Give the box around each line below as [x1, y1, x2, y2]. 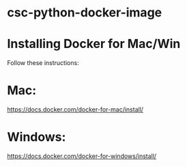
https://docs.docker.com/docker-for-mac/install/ [7, 105, 144, 114]
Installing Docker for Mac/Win [7, 36, 181, 52]
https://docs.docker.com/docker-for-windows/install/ [7, 152, 157, 160]
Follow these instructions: [7, 59, 80, 67]
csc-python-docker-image [7, 5, 162, 21]
